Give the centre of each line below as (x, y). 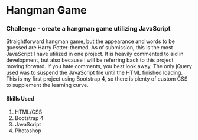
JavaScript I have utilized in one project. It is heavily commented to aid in (95, 54)
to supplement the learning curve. (47, 85)
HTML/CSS (28, 112)
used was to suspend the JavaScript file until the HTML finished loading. (95, 73)
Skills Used (20, 99)
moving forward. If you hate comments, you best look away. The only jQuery (99, 66)
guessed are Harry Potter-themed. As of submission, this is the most (90, 48)
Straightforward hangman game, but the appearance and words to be (91, 41)
